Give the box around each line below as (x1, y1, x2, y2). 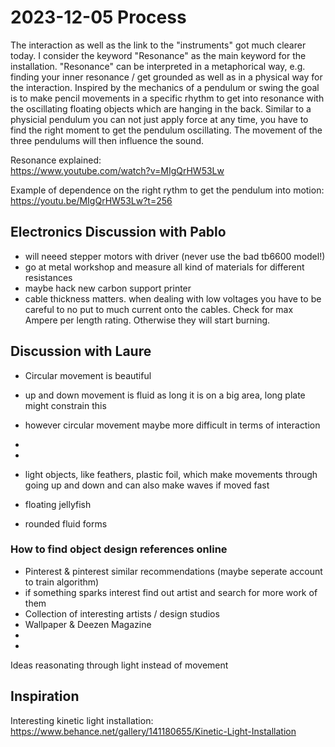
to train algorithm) (24, 576, 100, 588)
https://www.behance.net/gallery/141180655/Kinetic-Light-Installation (10, 725, 297, 737)
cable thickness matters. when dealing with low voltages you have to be (24, 292, 322, 305)
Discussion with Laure (10, 343, 152, 360)
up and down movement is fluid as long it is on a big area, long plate (24, 389, 306, 401)
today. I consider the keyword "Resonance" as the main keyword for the (10, 49, 307, 61)
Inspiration (10, 688, 80, 705)
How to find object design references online (10, 542, 228, 556)
